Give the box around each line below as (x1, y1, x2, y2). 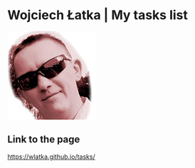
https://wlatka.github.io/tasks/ (7, 152, 95, 161)
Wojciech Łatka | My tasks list (7, 7, 189, 23)
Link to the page (7, 133, 80, 145)
